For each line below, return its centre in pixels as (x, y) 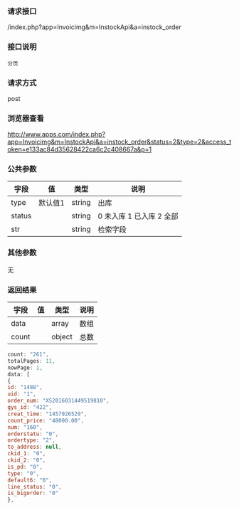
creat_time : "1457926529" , (47, 414)
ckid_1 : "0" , (27, 454)
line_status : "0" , (34, 487)
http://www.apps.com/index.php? (56, 134)
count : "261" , (28, 355)
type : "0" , (23, 473)
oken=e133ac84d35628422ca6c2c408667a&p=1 (80, 149)
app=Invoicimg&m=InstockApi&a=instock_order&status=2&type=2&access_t (119, 142)
